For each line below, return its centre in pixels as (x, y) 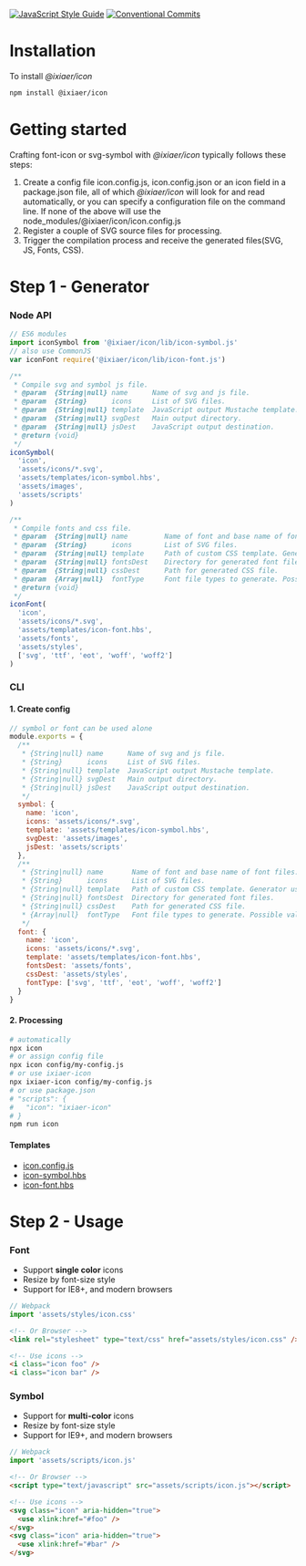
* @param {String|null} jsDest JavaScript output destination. (144, 427)
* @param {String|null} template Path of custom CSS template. (146, 554)
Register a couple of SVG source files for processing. (122, 230)
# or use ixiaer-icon (51, 1073)
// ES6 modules (38, 334)
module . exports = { (46, 737)
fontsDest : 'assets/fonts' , (79, 966)
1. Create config (40, 709)
